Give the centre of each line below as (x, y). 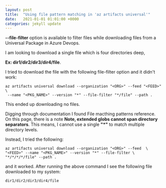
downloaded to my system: (33, 172)
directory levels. (22, 130)
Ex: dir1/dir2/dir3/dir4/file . (33, 62)
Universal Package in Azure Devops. (43, 43)
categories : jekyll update (33, 24)
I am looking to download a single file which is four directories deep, (75, 53)
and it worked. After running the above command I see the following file (79, 167)
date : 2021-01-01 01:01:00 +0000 (42, 19)
